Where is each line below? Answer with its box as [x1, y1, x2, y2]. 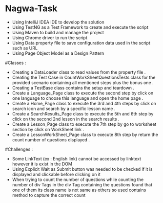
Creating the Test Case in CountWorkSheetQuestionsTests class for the [12, 74, 156, 80]
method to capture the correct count [12, 192, 86, 198]
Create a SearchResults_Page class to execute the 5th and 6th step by [12, 111, 154, 116]
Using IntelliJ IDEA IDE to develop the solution [12, 19, 104, 25]
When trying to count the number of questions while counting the [12, 177, 144, 182]
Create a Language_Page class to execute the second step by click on [12, 90, 154, 96]
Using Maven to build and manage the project [12, 29, 104, 35]
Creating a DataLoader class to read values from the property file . [12, 69, 146, 75]
